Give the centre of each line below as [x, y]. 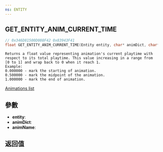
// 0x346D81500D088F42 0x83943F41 [40, 40]
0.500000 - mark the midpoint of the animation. [55, 75]
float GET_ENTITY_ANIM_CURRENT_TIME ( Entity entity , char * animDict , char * [82, 45]
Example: [14, 67]
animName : [24, 127]
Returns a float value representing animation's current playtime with [79, 54]
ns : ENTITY [16, 9]
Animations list [20, 89]
